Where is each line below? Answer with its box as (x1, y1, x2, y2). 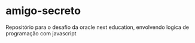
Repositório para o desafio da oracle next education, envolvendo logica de (5, 24, 190, 31)
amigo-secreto (5, 4, 81, 18)
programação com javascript (5, 29, 77, 37)
